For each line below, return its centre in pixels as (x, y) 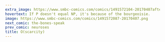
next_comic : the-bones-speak (35, 23)
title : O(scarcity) (25, 32)
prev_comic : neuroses (27, 28)
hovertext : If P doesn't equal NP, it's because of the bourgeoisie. (78, 14)
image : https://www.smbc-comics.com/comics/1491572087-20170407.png (77, 18)
